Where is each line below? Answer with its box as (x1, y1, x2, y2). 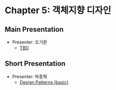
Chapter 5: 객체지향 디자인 (5, 5, 111, 16)
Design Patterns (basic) (19, 79, 69, 85)
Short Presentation (5, 59, 66, 68)
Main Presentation (5, 25, 64, 33)
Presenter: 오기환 (12, 39, 47, 45)
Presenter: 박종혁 (12, 73, 47, 79)
